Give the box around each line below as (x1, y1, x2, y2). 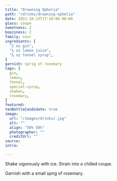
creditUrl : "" (9, 134, 38, 139)
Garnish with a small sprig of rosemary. (5, 170, 84, 176)
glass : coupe (5, 20, 32, 26)
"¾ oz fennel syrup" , (9, 52, 54, 58)
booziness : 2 (5, 30, 32, 35)
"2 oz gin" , (9, 43, 34, 48)
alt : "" (9, 121, 25, 125)
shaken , (9, 89, 25, 94)
